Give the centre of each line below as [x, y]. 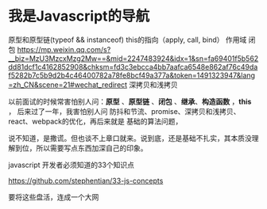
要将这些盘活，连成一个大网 [54, 197]
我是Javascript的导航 [79, 16]
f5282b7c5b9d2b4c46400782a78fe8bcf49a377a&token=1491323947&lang [132, 75]
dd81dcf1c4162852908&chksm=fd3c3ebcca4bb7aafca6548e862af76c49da [133, 66]
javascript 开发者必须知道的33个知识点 [72, 165]
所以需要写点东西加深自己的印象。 [91, 148]
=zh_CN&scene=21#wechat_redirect [68, 85]
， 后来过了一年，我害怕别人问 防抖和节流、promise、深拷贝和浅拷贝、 [124, 111]
